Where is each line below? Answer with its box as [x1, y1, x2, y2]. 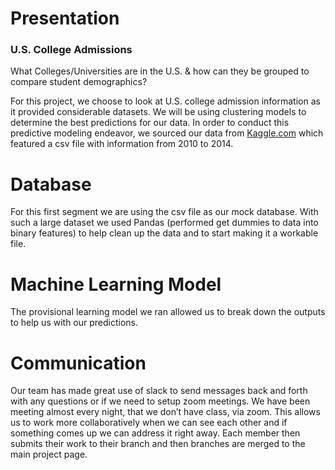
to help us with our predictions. [10, 317, 139, 329]
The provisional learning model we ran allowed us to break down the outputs [10, 306, 326, 318]
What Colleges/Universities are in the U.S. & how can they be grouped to [10, 65, 310, 77]
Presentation [10, 7, 120, 30]
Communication [10, 352, 147, 374]
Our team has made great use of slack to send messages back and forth [10, 385, 308, 397]
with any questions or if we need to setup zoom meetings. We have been [10, 395, 311, 407]
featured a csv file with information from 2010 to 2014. [10, 138, 234, 150]
